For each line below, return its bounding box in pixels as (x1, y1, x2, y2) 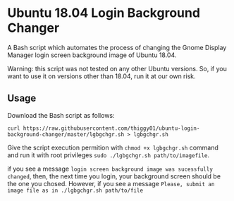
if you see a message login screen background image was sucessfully (7, 164, 214, 173)
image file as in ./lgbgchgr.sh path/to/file (7, 187, 143, 194)
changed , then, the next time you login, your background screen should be (7, 171, 221, 181)
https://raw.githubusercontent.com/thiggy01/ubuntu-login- (23, 125, 200, 132)
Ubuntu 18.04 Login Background (7, 5, 201, 21)
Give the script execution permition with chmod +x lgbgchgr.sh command (7, 143, 218, 152)
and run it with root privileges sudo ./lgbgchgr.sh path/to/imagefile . (7, 150, 210, 159)
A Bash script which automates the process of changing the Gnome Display (7, 43, 227, 51)
